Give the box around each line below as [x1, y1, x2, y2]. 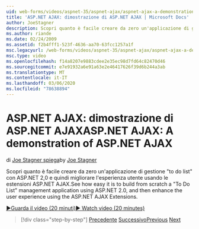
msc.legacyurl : [6, 47, 44, 53]
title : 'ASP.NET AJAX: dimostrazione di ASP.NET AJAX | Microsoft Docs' [6, 14, 190, 20]
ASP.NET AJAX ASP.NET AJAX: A [6, 124, 174, 138]
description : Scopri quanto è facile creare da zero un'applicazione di [6, 25, 190, 31]
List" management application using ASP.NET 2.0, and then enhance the [6, 186, 182, 193]
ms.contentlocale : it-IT [6, 75, 68, 81]
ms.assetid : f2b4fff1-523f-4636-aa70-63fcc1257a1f [6, 42, 134, 48]
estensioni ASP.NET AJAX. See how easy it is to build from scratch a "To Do [6, 180, 190, 187]
